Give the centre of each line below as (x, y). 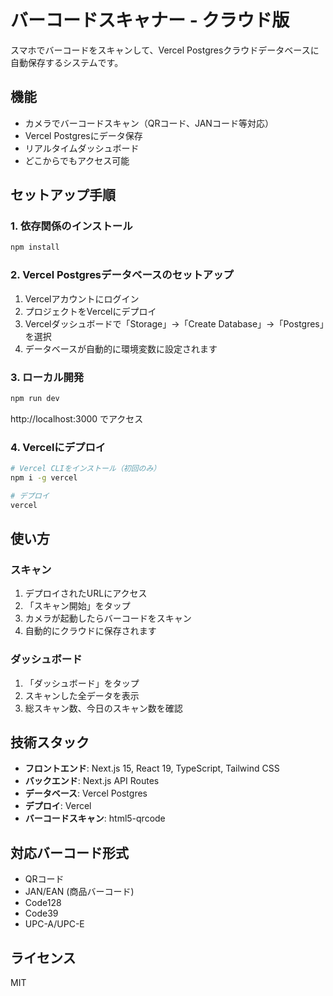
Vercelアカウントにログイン (82, 298)
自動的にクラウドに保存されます (90, 631)
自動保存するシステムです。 (67, 62)
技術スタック (50, 742)
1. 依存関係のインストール (71, 226)
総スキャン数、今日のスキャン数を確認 (103, 708)
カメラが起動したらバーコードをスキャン (108, 618)
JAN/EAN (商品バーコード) (79, 892)
